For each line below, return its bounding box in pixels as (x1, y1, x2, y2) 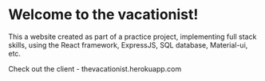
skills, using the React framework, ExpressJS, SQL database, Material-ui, (8, 40, 248, 49)
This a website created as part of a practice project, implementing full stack (8, 32, 257, 41)
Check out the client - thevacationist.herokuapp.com (8, 64, 182, 73)
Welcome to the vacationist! (8, 6, 199, 24)
